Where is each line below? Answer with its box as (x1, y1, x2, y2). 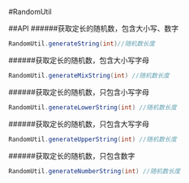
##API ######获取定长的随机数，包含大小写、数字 (8, 23, 179, 33)
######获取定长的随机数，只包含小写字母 (8, 87, 150, 96)
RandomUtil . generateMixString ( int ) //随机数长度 (8, 71, 170, 79)
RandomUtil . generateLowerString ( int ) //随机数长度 (8, 103, 177, 112)
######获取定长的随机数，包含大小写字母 (8, 55, 150, 65)
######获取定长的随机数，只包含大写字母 (8, 119, 150, 129)
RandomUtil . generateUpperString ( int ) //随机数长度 (8, 135, 177, 143)
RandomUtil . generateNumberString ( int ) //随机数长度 (8, 167, 181, 175)
